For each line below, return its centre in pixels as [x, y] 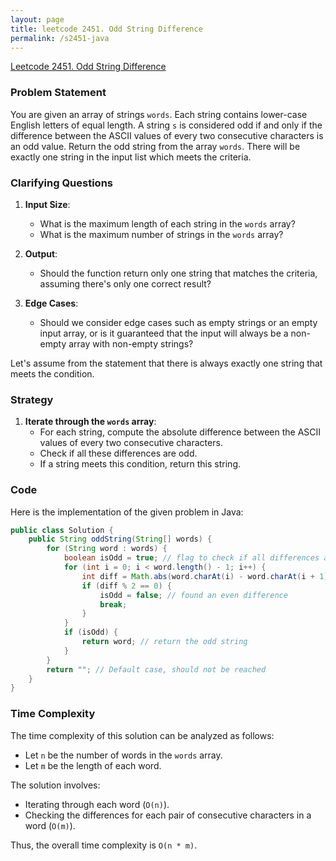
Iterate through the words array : [90, 422]
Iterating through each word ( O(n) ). [97, 804]
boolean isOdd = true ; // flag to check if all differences [191, 558]
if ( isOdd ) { [90, 632]
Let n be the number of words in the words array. [123, 755]
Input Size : [47, 204]
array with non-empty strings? [131, 343]
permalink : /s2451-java [60, 38]
